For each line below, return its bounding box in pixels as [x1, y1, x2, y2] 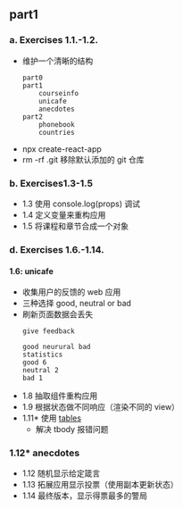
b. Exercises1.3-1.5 [9, 177, 94, 189]
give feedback [21, 327, 75, 336]
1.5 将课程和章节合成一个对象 [21, 221, 129, 231]
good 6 [21, 358, 47, 367]
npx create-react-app [21, 143, 103, 154]
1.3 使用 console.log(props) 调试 [21, 198, 141, 209]
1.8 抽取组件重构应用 [21, 390, 98, 401]
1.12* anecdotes [9, 446, 80, 459]
